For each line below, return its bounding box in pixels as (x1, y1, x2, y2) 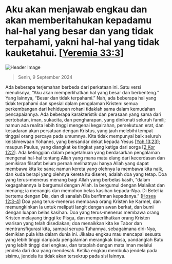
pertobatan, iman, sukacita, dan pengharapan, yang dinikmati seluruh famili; (5, 116, 166, 123)
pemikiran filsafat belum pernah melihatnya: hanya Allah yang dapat (5, 160, 149, 166)
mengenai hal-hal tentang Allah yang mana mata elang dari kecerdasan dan (5, 155, 165, 161)
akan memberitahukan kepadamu (5, 14, 152, 26)
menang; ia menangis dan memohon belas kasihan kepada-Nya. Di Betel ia (5, 187, 164, 193)
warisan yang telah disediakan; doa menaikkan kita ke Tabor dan (5, 220, 142, 226)
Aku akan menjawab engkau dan (5, 4, 147, 15)
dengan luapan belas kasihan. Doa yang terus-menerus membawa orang (5, 209, 160, 215)
